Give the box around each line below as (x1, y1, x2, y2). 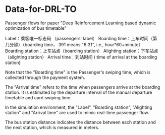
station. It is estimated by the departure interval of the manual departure (5, 89, 153, 95)
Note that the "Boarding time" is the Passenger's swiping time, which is (5, 69, 151, 75)
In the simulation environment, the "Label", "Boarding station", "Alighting (5, 104, 153, 110)
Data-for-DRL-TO (5, 3, 77, 15)
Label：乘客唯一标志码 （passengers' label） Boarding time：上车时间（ (5, 35, 153, 41)
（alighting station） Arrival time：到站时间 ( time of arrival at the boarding (5, 54, 158, 60)
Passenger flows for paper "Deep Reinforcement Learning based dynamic (5, 20, 156, 26)
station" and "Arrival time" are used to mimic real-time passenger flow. (5, 109, 150, 115)
